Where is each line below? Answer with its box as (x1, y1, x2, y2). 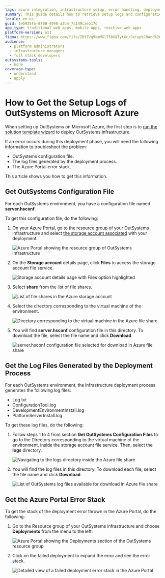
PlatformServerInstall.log (12, 413, 63, 419)
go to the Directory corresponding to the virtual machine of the (12, 437, 139, 443)
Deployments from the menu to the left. (12, 528, 93, 534)
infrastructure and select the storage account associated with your (12, 230, 147, 236)
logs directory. (12, 447, 42, 453)
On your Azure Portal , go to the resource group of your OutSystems (12, 225, 149, 231)
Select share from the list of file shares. (12, 284, 92, 290)
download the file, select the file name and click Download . (12, 333, 133, 338)
